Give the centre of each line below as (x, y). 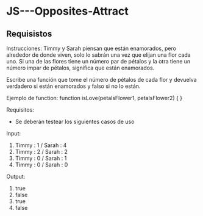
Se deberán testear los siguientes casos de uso (75, 121)
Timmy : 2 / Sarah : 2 (41, 152)
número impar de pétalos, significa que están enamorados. (80, 68)
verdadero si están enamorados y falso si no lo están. (73, 86)
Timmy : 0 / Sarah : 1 (41, 158)
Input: (14, 133)
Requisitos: (20, 110)
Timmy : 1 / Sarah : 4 (41, 145)
